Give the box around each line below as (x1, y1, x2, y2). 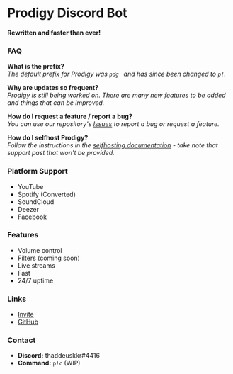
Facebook (17, 212, 47, 221)
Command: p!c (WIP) (17, 359, 81, 368)
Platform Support (7, 166, 69, 176)
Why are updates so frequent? (7, 84, 99, 92)
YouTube (17, 182, 44, 191)
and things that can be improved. (7, 98, 105, 107)
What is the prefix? (7, 62, 65, 71)
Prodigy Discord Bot (7, 5, 127, 21)
